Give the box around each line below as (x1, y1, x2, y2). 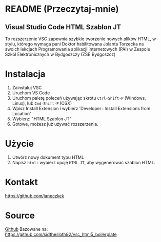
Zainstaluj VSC (12, 85, 42, 90)
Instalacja (5, 68, 45, 80)
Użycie (5, 138, 34, 150)
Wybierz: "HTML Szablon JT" (12, 116, 72, 122)
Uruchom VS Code (12, 89, 50, 96)
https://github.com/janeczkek (5, 193, 64, 198)
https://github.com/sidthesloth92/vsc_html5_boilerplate (5, 231, 117, 237)
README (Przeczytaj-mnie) (5, 3, 119, 15)
